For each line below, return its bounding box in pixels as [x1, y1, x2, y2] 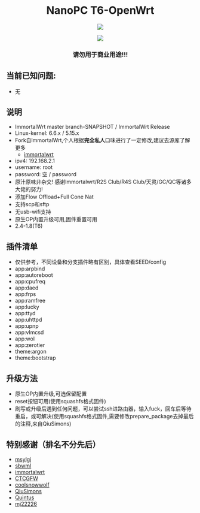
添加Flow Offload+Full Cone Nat [14, 193, 94, 201]
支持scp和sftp [14, 201, 50, 208]
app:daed [14, 284, 39, 291]
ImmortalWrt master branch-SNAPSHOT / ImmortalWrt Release [14, 123, 170, 131]
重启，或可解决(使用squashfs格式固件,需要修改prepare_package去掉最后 [14, 413, 194, 420]
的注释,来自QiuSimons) [14, 420, 72, 427]
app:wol [14, 335, 35, 342]
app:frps [14, 291, 36, 298]
